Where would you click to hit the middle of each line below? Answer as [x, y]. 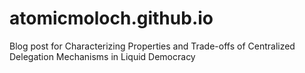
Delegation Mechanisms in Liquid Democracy [102, 56]
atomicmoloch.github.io [111, 18]
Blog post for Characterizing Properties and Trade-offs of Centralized [152, 46]
